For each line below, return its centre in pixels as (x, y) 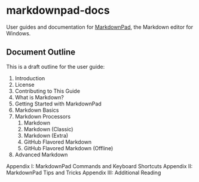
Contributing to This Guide (48, 91)
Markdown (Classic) (48, 129)
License (25, 84)
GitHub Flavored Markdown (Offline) (68, 148)
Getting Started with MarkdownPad (58, 104)
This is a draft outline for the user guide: (56, 66)
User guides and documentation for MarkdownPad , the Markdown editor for (100, 27)
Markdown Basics (37, 110)
